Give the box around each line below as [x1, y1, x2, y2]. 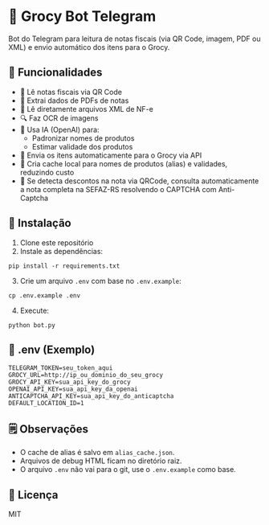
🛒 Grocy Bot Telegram [8, 7, 157, 26]
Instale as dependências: [19, 246, 103, 256]
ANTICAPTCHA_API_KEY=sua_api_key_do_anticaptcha [8, 392, 174, 400]
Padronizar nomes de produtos [31, 133, 135, 143]
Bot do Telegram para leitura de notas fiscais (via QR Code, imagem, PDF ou [8, 34, 261, 43]
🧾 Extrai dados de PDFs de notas [19, 96, 129, 105]
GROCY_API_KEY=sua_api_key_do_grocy [8, 378, 131, 387]
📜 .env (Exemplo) [8, 342, 96, 356]
